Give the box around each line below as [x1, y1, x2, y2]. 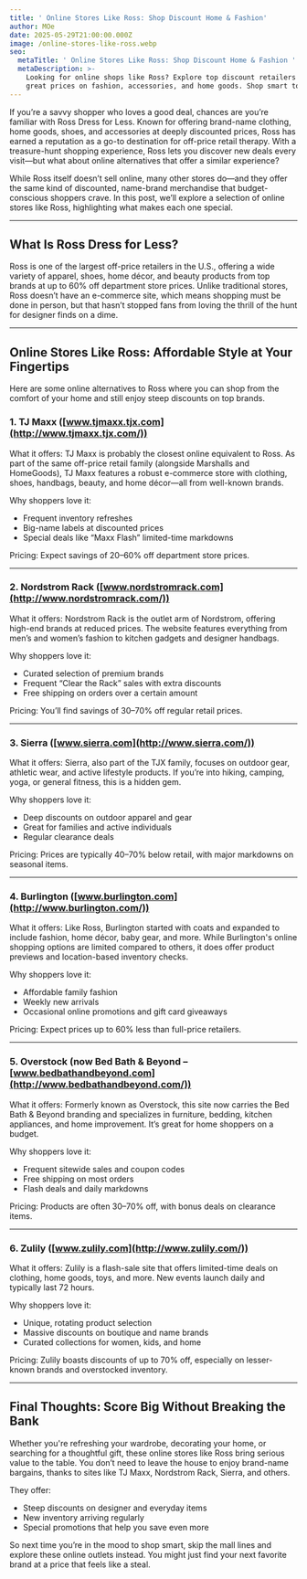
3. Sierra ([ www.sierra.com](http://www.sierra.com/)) [9, 737, 255, 749]
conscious [9, 192, 48, 203]
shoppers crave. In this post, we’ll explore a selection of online [49, 192, 285, 203]
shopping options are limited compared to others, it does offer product [9, 942, 275, 953]
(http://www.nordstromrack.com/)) [9, 592, 170, 605]
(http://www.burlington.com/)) [9, 902, 150, 915]
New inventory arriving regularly [22, 1511, 144, 1522]
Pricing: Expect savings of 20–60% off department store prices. [9, 549, 249, 560]
